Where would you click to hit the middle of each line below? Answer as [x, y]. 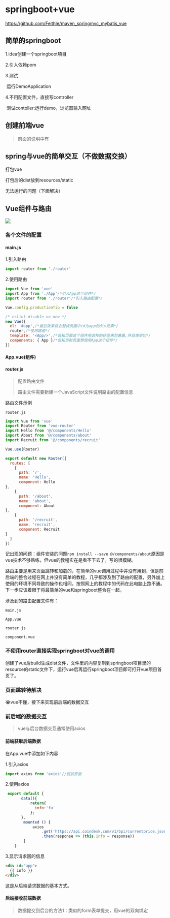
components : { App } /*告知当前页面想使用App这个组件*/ [64, 341]
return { [38, 803]
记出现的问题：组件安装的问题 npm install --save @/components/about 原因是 [85, 554]
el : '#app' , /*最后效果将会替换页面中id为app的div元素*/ [64, 326]
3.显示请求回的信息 [25, 856]
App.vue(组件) [21, 357]
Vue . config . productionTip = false [42, 308]
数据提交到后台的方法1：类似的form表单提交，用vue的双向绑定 [83, 910]
